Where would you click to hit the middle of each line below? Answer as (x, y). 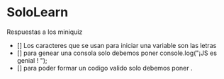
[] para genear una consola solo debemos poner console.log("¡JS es (117, 53)
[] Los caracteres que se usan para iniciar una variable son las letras (117, 45)
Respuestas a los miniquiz (45, 32)
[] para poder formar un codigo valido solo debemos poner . (105, 68)
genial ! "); (32, 60)
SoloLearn (38, 12)
